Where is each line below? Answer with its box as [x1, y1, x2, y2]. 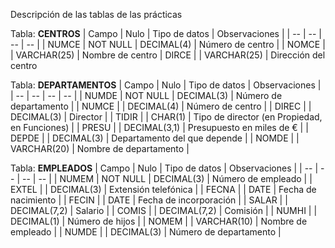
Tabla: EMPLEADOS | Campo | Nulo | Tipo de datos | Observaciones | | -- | [10, 162, 319, 174]
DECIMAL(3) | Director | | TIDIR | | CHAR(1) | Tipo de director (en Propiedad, [10, 111, 323, 123]
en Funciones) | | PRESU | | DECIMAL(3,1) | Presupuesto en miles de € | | [10, 122, 309, 133]
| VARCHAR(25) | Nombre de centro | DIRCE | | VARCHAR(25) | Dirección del [10, 49, 326, 61]
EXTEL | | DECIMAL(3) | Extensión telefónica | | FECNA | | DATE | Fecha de [10, 184, 317, 195]
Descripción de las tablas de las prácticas [10, 9, 183, 20]
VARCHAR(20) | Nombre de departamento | [10, 143, 190, 154]
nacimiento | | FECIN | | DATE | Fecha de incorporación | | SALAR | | [10, 194, 288, 206]
